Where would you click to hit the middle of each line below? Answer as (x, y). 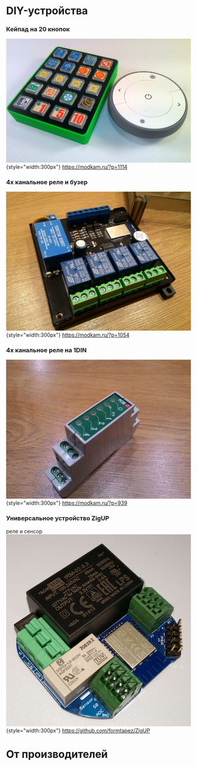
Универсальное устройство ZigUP (58, 518)
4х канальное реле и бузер (47, 182)
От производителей (57, 755)
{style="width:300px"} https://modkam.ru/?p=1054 (68, 335)
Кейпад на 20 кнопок (38, 29)
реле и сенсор (24, 531)
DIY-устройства (47, 11)
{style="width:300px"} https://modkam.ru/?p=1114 (67, 166)
